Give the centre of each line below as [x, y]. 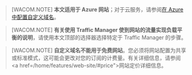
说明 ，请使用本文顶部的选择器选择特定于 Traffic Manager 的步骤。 [104, 37]
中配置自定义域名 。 [35, 17]
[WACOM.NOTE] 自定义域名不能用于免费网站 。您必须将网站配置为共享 [99, 50]
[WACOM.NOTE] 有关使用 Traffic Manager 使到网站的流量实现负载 [94, 30]
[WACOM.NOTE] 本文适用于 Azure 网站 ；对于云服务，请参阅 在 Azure [97, 9]
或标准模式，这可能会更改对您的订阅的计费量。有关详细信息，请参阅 [96, 58]
